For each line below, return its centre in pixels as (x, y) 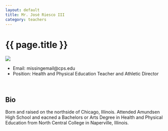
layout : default (22, 10)
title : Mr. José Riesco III (35, 15)
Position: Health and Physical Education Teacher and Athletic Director (86, 74)
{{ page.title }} (37, 45)
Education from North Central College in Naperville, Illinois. (67, 123)
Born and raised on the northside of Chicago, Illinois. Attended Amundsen (83, 112)
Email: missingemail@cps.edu (44, 68)
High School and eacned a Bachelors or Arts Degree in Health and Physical (84, 117)
